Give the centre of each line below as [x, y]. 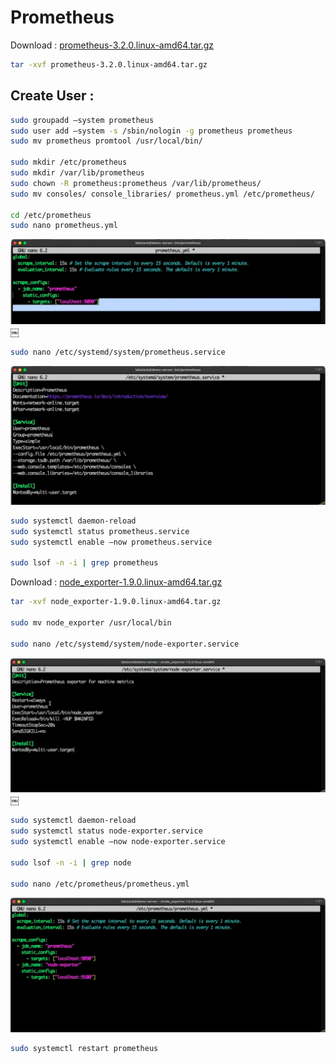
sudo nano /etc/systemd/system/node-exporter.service [125, 644]
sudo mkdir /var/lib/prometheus [77, 173]
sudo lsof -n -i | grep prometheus [84, 563]
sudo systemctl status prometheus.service [100, 531]
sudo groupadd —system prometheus [82, 120]
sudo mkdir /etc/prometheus [69, 162]
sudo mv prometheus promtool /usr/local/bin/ [106, 141]
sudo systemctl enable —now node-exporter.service [118, 842]
